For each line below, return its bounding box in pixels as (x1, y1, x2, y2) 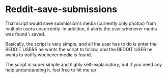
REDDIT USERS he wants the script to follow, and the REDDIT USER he (5, 46, 153, 52)
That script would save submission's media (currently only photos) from (5, 20, 156, 26)
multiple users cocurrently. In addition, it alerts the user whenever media (5, 25, 157, 31)
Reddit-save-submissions (5, 4, 118, 15)
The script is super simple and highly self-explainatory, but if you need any (5, 61, 162, 67)
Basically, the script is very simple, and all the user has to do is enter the (5, 41, 157, 47)
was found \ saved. (5, 31, 46, 37)
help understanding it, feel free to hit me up (5, 67, 96, 73)
